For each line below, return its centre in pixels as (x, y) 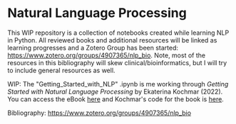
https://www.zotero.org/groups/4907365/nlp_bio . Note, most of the (106, 55)
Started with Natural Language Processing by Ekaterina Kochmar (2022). (115, 91)
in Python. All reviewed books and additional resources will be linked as (112, 40)
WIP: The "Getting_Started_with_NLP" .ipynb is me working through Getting (118, 84)
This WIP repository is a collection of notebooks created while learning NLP (118, 33)
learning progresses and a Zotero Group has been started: (93, 47)
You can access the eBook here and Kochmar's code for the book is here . (116, 99)
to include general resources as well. (61, 70)
